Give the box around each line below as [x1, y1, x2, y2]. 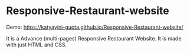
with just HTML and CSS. [6, 41, 67, 48]
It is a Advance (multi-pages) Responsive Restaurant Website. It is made [6, 35, 182, 42]
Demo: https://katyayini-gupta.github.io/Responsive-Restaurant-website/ [6, 23, 184, 31]
